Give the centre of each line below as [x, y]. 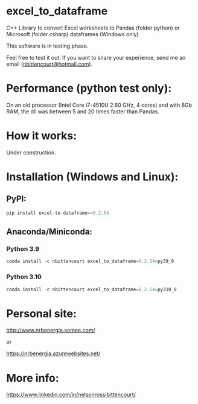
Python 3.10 [24, 277]
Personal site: [42, 313]
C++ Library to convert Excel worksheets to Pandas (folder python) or [93, 28]
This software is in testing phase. [47, 46]
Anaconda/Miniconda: [49, 232]
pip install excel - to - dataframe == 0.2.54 [58, 213]
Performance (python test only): [89, 88]
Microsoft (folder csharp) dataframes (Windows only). [73, 34]
